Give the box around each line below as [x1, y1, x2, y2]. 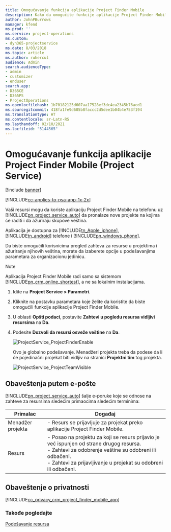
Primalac [14, 410, 37, 418]
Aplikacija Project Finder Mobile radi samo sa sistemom [5, 273, 121, 280]
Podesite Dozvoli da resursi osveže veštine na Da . [12, 329, 120, 335]
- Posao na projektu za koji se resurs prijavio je [47, 434, 160, 441]
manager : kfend [5, 21, 38, 27]
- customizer [5, 74, 33, 79]
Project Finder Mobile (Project [5, 159, 134, 171]
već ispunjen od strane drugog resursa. [47, 440, 141, 447]
